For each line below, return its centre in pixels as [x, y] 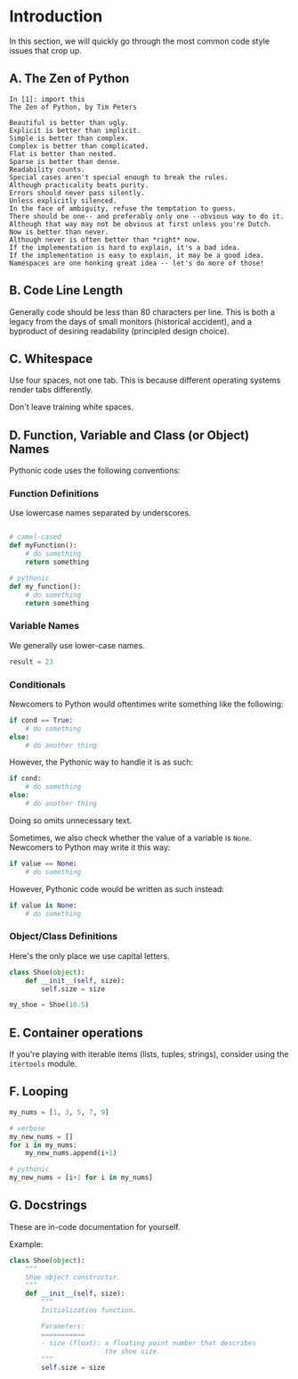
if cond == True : [41, 720]
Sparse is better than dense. [65, 161]
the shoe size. [133, 1351]
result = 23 [31, 662]
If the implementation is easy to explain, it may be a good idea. [137, 255]
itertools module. [43, 1064]
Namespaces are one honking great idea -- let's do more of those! [137, 263]
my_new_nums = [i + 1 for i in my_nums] [81, 1178]
